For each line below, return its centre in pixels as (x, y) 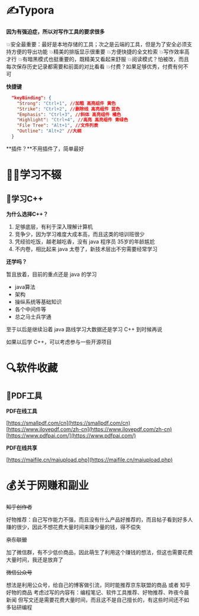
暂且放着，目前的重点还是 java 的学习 (52, 274)
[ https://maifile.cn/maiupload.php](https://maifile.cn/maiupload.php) (89, 460)
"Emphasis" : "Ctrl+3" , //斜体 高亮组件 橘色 (69, 114)
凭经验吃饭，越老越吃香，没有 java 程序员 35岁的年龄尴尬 (85, 241)
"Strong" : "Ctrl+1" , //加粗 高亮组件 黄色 (66, 103)
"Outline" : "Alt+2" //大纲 (49, 131)
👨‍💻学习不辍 (34, 175)
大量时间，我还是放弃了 (35, 560)
